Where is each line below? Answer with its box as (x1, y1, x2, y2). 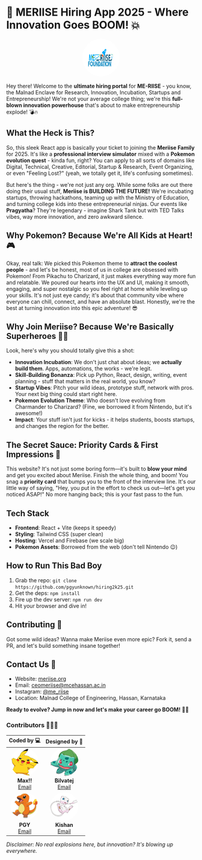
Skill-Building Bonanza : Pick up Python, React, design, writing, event (14, 371, 188, 379)
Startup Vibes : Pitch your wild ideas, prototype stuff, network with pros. (14, 384, 194, 391)
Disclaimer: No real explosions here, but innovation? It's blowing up (6, 841, 173, 848)
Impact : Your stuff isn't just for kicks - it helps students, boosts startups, (14, 416, 195, 423)
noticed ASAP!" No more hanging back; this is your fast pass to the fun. (6, 491, 183, 498)
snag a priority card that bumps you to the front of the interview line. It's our (6, 478, 196, 486)
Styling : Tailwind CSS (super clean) (14, 531, 104, 537)
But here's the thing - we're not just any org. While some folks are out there (6, 181, 193, 188)
